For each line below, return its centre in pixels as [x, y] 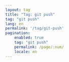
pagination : [18, 33]
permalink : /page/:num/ [39, 47]
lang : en [14, 24]
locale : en [26, 51]
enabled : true [29, 38]
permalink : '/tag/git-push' [35, 28]
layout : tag [18, 10]
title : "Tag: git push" [30, 14]
